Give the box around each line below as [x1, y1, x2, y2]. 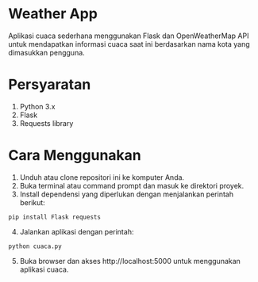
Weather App [8, 5, 98, 23]
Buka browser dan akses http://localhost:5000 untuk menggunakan [19, 256, 241, 265]
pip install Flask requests [8, 213, 102, 221]
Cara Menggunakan [8, 147, 141, 165]
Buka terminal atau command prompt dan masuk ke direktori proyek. [19, 181, 245, 190]
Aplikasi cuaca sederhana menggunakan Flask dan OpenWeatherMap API [8, 31, 249, 40]
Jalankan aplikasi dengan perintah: [19, 227, 134, 236]
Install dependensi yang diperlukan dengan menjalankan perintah [19, 189, 234, 199]
